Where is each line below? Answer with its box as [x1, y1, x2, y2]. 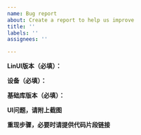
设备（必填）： [7, 77, 47, 85]
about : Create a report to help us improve [7, 17, 135, 24]
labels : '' [7, 29, 39, 37]
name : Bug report [7, 10, 57, 17]
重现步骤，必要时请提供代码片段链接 [7, 120, 111, 129]
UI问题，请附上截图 [7, 106, 62, 114]
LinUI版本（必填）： [7, 62, 62, 70]
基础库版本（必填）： [7, 91, 65, 100]
